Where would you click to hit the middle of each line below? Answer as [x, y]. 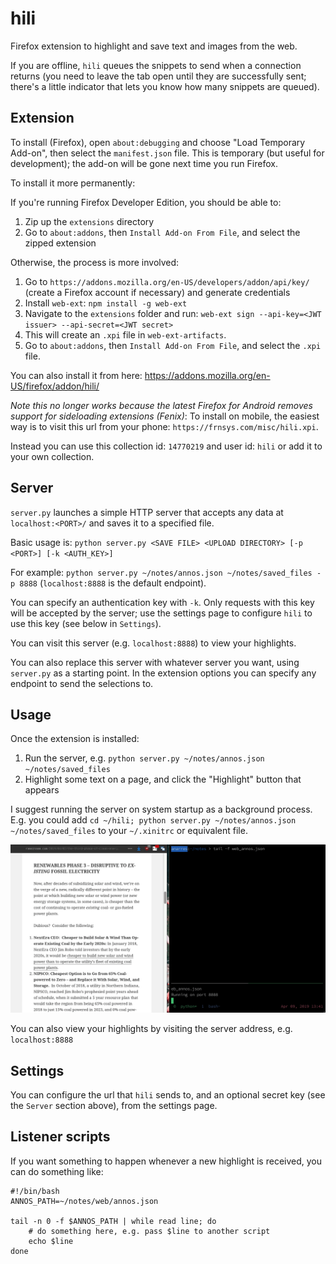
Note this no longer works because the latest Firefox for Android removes [161, 405]
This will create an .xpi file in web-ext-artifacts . [125, 334]
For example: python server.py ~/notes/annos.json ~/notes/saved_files [161, 572]
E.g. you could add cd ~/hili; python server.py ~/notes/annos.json [153, 820]
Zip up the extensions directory [89, 221]
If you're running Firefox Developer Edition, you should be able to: [146, 202]
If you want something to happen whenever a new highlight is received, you [166, 1161]
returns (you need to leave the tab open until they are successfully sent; [158, 76]
